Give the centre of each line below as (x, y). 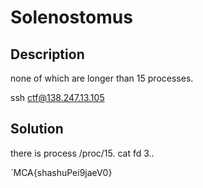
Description (47, 54)
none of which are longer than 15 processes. (102, 78)
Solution (37, 129)
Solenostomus (71, 17)
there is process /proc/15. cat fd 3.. (82, 153)
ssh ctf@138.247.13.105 (57, 97)
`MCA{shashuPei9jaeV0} (61, 172)
